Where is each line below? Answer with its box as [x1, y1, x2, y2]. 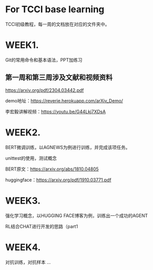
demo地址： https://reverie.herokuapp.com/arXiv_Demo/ [5, 97, 123, 104]
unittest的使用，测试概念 [5, 155, 57, 161]
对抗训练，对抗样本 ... [5, 259, 51, 265]
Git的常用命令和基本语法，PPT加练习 [5, 57, 83, 63]
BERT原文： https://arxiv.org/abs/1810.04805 [5, 166, 99, 172]
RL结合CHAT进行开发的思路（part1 [5, 223, 78, 229]
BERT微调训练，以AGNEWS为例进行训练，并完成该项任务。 [5, 144, 130, 150]
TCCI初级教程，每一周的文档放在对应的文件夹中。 [5, 21, 110, 27]
